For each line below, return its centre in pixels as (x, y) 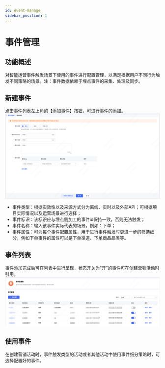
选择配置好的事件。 (25, 360)
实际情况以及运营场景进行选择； (49, 213)
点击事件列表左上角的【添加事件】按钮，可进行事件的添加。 (65, 111)
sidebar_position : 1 (26, 16)
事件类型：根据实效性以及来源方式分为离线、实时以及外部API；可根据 (82, 207)
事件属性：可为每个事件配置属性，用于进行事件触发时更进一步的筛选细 (83, 232)
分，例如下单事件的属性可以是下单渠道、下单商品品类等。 (70, 238)
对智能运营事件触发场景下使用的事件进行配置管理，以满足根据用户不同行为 (80, 75)
